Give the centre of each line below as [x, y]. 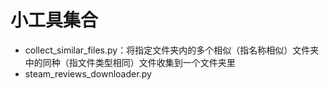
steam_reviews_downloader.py [88, 73]
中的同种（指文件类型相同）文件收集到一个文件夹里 [130, 62]
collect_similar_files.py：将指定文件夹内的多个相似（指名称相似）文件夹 [172, 50]
